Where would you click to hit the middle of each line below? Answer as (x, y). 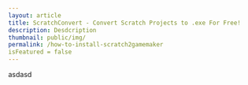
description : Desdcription (52, 30)
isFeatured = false (40, 52)
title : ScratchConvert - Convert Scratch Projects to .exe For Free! (125, 23)
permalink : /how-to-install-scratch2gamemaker (86, 45)
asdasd (20, 74)
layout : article (35, 15)
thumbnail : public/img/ (47, 37)
